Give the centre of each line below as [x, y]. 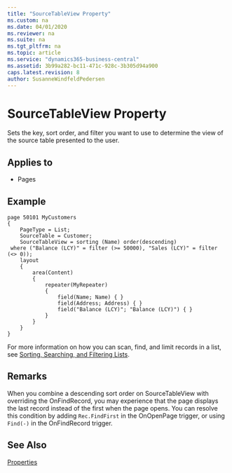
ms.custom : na [28, 20]
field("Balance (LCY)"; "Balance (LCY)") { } [125, 309]
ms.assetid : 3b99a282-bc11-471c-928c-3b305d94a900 [83, 66]
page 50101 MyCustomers [42, 217]
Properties [22, 462]
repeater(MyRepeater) [76, 285]
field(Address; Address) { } [100, 303]
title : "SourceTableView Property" [59, 14]
